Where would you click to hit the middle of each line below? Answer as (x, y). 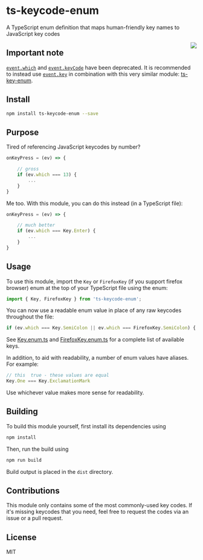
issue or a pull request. (35, 518)
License (21, 537)
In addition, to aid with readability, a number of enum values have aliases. (98, 358)
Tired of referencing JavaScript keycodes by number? (73, 147)
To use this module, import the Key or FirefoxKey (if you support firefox (95, 281)
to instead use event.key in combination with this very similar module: (93, 74)
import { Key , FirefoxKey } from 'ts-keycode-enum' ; (74, 299)
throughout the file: (30, 317)
